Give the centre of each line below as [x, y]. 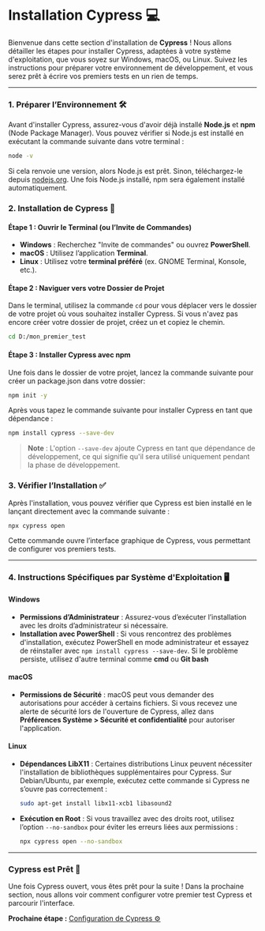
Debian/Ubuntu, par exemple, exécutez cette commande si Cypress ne [134, 780]
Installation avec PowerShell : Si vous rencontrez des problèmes [125, 634]
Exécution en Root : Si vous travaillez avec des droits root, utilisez [127, 818]
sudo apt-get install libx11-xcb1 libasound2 [95, 803]
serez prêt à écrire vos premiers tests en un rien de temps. [103, 76]
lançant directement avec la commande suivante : [89, 511]
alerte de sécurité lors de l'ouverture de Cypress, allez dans [117, 711]
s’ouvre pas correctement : [63, 789]
